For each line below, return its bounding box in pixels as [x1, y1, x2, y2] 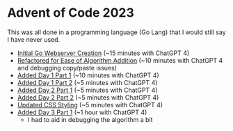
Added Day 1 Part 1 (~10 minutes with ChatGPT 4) [17, 71, 159, 79]
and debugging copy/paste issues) [17, 63, 117, 72]
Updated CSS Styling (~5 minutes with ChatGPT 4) [17, 100, 163, 109]
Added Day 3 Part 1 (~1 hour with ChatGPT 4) [17, 108, 147, 116]
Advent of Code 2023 [7, 5, 134, 21]
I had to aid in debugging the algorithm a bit [27, 115, 153, 123]
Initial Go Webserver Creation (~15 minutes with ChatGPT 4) [17, 49, 190, 57]
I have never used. [7, 35, 61, 43]
